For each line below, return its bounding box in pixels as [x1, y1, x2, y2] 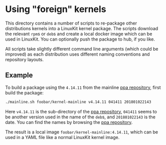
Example [5, 71, 33, 80]
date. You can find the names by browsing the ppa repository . [5, 119, 133, 125]
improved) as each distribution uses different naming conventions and [5, 51, 150, 57]
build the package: [5, 89, 44, 96]
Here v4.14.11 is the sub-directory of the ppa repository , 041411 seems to [5, 108, 157, 114]
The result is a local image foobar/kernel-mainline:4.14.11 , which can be [5, 129, 158, 135]
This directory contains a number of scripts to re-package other [5, 20, 137, 26]
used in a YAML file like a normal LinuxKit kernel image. [5, 134, 120, 140]
